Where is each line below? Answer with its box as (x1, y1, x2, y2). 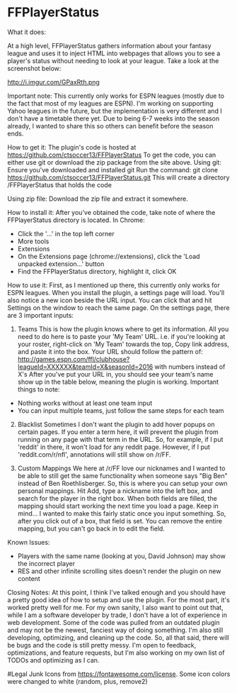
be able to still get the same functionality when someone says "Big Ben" (17, 471, 228, 479)
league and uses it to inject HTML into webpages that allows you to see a (7, 49, 221, 57)
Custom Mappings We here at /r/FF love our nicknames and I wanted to (17, 464, 226, 472)
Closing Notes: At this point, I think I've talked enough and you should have (7, 588, 226, 597)
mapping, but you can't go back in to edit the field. (17, 524, 165, 533)
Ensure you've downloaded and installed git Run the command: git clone (7, 165, 219, 174)
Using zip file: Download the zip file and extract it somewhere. (7, 194, 189, 203)
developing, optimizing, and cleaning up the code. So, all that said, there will (7, 633, 229, 642)
